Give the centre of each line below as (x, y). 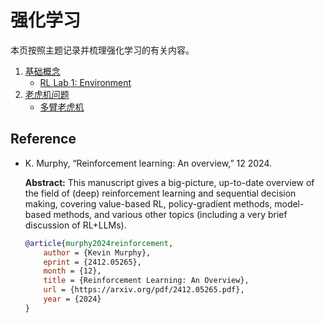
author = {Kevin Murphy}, (97, 252)
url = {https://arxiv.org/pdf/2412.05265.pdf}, (144, 290)
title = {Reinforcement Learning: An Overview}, (146, 281)
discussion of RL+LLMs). (75, 225)
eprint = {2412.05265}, (92, 262)
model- (289, 203)
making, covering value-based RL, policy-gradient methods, (148, 203)
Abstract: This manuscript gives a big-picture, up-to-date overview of (169, 182)
